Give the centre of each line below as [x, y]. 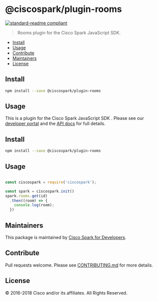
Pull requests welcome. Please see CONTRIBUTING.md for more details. [79, 265]
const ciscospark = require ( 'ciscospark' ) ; [51, 182]
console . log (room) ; [34, 205]
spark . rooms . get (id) [27, 196]
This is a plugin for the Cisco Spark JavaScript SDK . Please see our [75, 118]
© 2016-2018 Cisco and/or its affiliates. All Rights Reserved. [66, 293]
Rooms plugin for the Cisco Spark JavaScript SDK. [69, 32]
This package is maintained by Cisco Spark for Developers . [66, 237]
